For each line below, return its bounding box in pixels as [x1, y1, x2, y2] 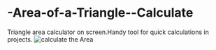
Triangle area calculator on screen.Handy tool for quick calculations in [7, 28, 210, 36]
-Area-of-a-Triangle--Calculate [7, 5, 194, 21]
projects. [7, 35, 33, 43]
